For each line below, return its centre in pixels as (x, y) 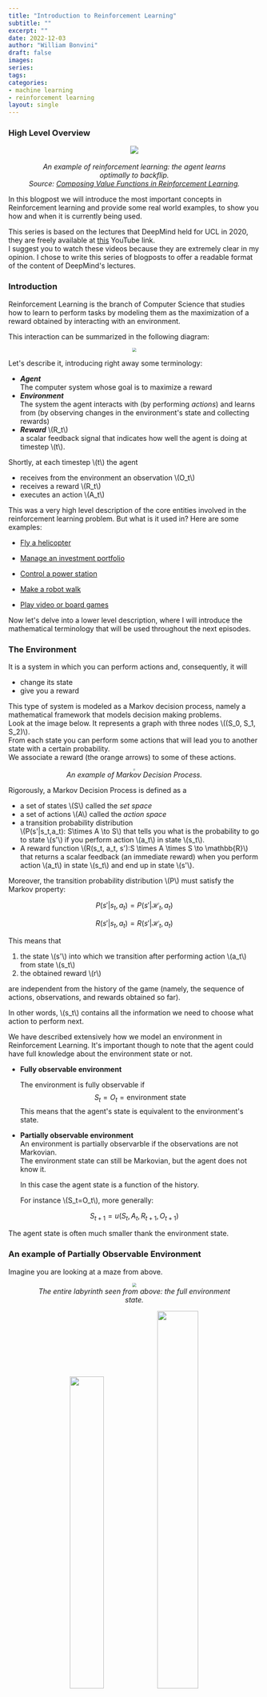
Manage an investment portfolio (72, 558)
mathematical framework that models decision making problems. (115, 715)
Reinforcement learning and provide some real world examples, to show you (134, 208)
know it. (33, 1170)
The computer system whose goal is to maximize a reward (116, 387)
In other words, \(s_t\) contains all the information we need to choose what (131, 1012)
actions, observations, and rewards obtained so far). (95, 997)
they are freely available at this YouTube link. (82, 240)
